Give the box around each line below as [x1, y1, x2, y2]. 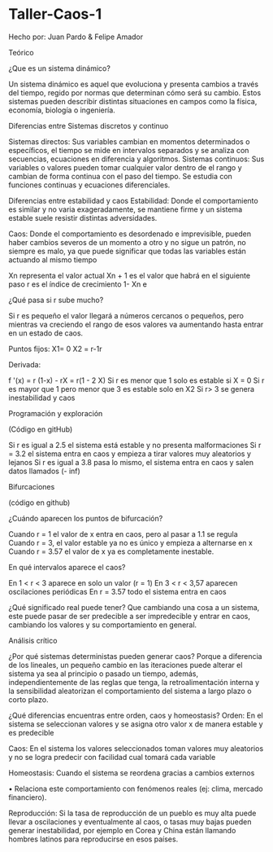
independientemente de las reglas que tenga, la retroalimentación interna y [8, 677, 260, 687]
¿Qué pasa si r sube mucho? [8, 295, 104, 305]
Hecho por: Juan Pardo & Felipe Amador [8, 32, 144, 42]
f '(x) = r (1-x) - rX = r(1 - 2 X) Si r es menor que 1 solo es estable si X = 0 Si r [8, 375, 265, 385]
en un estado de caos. [8, 327, 84, 338]
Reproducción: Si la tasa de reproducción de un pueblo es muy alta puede [8, 808, 257, 818]
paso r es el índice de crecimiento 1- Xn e [8, 279, 148, 289]
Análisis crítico [8, 635, 58, 645]
